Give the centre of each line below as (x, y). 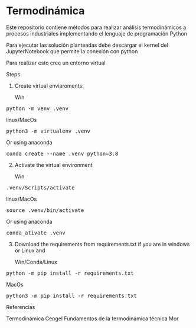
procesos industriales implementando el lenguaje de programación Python (97, 33)
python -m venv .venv (37, 108)
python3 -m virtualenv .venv (48, 131)
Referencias (21, 307)
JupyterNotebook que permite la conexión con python (72, 51)
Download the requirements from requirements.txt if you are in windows (102, 244)
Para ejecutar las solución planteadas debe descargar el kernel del (87, 45)
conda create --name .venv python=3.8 (62, 153)
